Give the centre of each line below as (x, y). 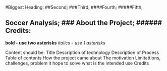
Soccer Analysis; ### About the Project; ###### (84, 23)
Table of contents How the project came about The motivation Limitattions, (83, 57)
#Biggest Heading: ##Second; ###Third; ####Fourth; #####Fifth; (74, 7)
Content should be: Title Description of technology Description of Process (82, 52)
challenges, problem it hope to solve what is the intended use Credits (77, 63)
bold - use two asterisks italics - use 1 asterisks (55, 42)
